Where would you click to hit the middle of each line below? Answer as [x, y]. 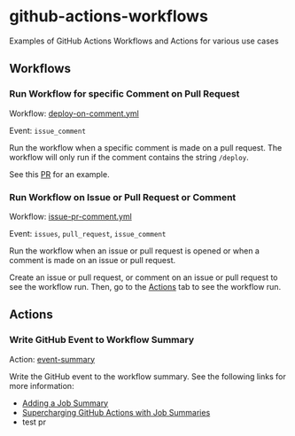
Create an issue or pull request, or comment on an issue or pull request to [144, 277]
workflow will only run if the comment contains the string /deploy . [129, 157]
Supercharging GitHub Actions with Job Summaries [116, 412]
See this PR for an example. [59, 174]
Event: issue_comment [48, 130]
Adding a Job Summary [65, 403]
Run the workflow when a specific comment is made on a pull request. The [146, 147]
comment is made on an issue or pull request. [92, 260]
